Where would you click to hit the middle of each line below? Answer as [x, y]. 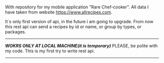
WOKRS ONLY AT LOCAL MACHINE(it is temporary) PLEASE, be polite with [81, 46]
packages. [16, 32]
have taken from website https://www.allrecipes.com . [59, 12]
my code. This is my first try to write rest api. [50, 51]
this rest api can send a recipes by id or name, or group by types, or [73, 27]
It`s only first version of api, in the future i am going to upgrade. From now [79, 22]
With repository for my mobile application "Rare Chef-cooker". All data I [77, 7]
